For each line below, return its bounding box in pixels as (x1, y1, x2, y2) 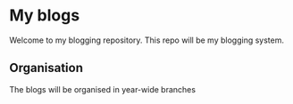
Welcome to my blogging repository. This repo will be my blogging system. (9, 35, 284, 45)
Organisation (9, 60, 83, 76)
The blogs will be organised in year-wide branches (9, 84, 197, 94)
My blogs (9, 5, 80, 26)
